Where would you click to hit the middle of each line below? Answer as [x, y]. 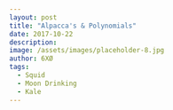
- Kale [29, 91]
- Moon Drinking [47, 83]
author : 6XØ [31, 59]
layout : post [33, 17]
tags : [19, 67]
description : [33, 42]
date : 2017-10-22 [41, 34]
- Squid [31, 75]
